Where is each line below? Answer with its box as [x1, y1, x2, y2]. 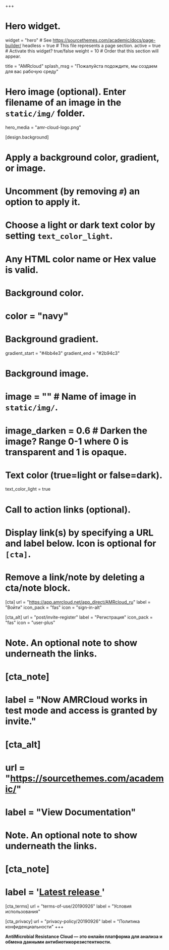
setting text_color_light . [5, 230, 113, 242]
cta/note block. [5, 582, 71, 594]
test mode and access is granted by [5, 705, 158, 717]
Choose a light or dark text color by [5, 219, 155, 231]
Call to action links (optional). [5, 504, 131, 515]
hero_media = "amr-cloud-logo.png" [5, 124, 81, 130]
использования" [5, 909, 40, 915]
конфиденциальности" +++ [5, 924, 64, 930]
